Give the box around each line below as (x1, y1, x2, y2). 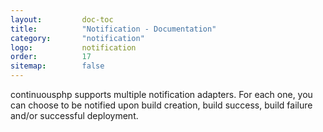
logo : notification (10, 42, 137, 53)
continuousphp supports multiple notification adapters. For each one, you (10, 89, 313, 100)
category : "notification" (10, 33, 145, 43)
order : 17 (10, 52, 92, 62)
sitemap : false (10, 61, 105, 71)
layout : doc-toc (10, 14, 114, 25)
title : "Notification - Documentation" (10, 24, 217, 34)
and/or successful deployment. (10, 110, 139, 121)
